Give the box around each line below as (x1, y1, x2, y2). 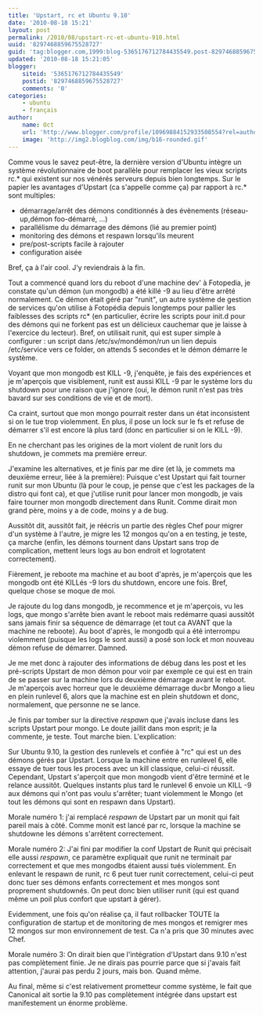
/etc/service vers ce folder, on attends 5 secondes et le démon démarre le (8, 345, 248, 354)
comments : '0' (22, 84, 68, 93)
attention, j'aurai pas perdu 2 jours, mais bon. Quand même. (8, 966, 202, 976)
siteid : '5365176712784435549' (22, 70, 124, 78)
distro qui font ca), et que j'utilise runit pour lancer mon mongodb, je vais (8, 488, 243, 498)
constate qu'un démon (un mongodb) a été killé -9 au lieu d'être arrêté (8, 286, 236, 295)
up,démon (19, 214, 53, 224)
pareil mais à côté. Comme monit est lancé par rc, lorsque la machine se (8, 820, 241, 830)
